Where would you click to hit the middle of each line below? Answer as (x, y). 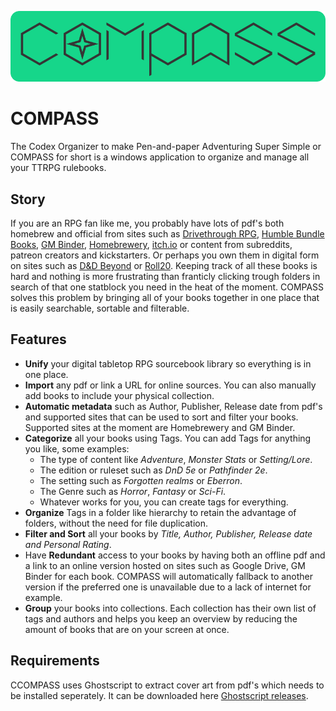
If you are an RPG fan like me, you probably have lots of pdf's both (147, 223)
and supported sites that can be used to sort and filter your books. (161, 417)
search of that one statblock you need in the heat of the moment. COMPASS (167, 287)
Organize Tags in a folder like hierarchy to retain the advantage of (160, 512)
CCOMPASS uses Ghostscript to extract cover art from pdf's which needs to (167, 685)
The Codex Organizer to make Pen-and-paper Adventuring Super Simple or (166, 147)
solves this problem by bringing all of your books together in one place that (165, 298)
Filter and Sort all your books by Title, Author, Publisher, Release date (168, 533)
